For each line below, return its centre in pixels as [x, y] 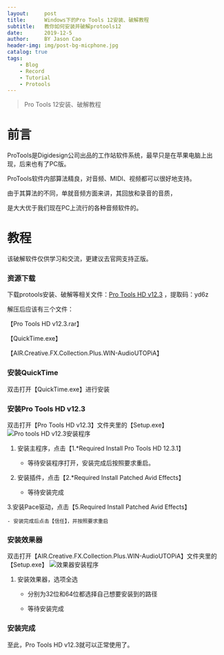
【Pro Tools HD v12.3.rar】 [45, 324]
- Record [32, 71]
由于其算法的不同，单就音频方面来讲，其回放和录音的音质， [92, 193]
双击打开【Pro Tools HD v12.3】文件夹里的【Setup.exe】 [88, 425]
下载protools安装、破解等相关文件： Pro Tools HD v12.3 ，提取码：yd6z [108, 294]
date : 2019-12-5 [40, 33]
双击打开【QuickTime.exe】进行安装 [59, 389]
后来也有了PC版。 [44, 164]
